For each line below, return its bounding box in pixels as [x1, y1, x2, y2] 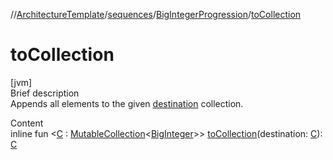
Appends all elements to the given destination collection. [10, 97, 244, 109]
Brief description [10, 87, 80, 99]
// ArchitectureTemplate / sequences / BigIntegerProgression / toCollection [10, 9, 302, 20]
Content [10, 117, 44, 129]
